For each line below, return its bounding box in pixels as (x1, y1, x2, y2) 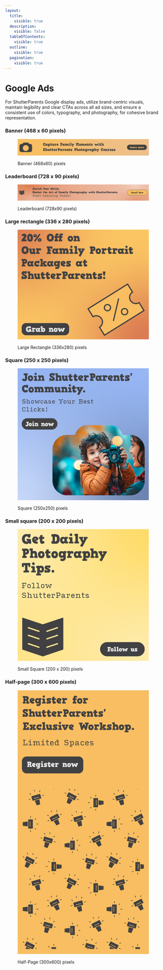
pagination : (9, 55, 35, 60)
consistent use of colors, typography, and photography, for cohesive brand (5, 109, 159, 115)
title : (9, 13, 23, 18)
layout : (5, 8, 21, 13)
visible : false (14, 29, 46, 34)
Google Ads (5, 83, 54, 94)
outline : (9, 45, 28, 50)
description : (9, 24, 37, 29)
